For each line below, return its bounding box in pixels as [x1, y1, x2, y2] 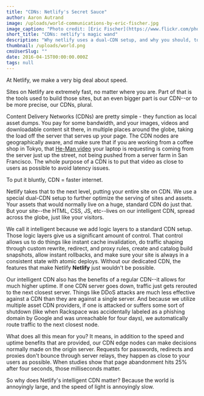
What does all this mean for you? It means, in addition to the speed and [6, 332, 184, 340]
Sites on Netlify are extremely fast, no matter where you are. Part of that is [6, 88, 192, 95]
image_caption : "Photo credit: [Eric [6, 25, 102, 32]
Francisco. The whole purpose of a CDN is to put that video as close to [6, 158, 184, 165]
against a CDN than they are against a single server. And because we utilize [6, 295, 195, 302]
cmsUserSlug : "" [6, 49, 47, 55]
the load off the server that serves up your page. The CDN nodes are [6, 132, 179, 139]
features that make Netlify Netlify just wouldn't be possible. [6, 264, 156, 271]
